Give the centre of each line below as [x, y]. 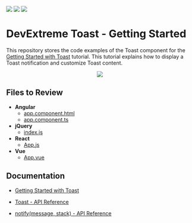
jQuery [23, 126]
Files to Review [35, 93]
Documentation [36, 176]
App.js [32, 145]
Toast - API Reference [42, 202]
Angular [25, 107]
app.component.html [49, 113]
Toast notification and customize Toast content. [64, 63]
